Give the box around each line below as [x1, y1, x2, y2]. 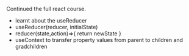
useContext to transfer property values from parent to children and [15, 37, 184, 43]
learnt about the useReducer [15, 17, 87, 24]
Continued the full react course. [6, 5, 87, 12]
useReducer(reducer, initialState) [15, 24, 98, 30]
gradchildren [15, 43, 48, 50]
